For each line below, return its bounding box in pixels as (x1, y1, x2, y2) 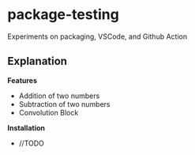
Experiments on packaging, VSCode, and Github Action (7, 32, 187, 41)
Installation (7, 123, 45, 132)
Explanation (7, 55, 68, 68)
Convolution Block (18, 108, 79, 117)
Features (7, 75, 37, 85)
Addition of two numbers (18, 91, 100, 100)
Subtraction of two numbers (18, 99, 111, 108)
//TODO (18, 138, 45, 148)
